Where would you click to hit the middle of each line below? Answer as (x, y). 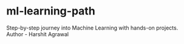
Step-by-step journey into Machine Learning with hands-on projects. (92, 28)
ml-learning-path (51, 11)
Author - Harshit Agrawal (37, 34)
